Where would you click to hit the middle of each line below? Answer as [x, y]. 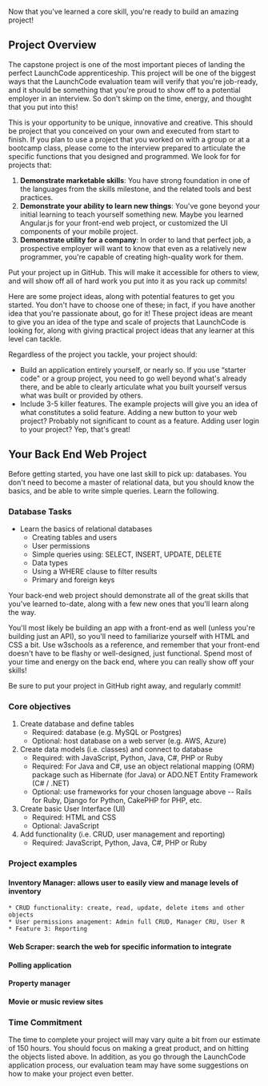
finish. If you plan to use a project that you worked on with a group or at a [129, 139]
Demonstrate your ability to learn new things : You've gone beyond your [140, 206]
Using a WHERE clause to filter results [94, 571]
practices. [36, 197]
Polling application [40, 965]
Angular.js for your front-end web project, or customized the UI [124, 222]
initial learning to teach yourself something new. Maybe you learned [132, 214]
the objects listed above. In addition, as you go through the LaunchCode [127, 1057]
